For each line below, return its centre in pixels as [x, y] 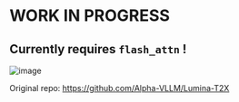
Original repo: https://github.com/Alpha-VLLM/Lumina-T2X [119, 88]
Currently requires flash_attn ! [98, 49]
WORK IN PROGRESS [90, 16]
